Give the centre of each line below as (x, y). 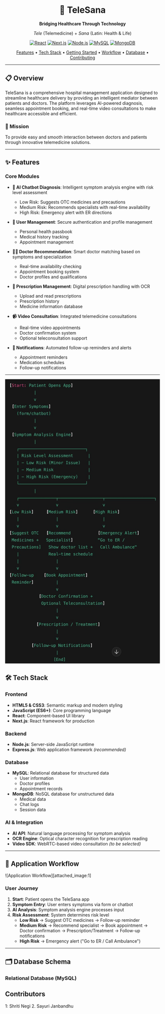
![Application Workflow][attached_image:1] (48, 876)
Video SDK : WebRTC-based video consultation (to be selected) (77, 844)
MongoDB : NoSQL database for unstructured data (63, 794)
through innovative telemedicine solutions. (48, 142)
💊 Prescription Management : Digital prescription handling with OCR (81, 286)
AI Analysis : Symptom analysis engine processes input (68, 910)
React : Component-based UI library (48, 715)
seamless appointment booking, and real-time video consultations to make (81, 108)
